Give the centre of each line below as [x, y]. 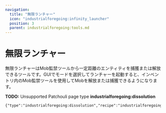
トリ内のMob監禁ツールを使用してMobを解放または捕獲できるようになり [79, 81]
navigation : [17, 10]
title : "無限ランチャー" [32, 14]
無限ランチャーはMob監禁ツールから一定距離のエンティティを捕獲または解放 [83, 68]
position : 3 [22, 23]
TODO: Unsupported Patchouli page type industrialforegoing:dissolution [80, 97]
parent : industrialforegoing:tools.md [50, 28]
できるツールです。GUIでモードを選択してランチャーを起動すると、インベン [82, 75]
